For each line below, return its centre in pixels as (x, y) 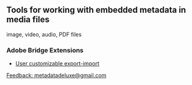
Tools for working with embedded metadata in (96, 10)
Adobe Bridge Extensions (45, 50)
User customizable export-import (57, 64)
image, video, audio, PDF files (44, 34)
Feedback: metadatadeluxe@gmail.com (56, 75)
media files (28, 20)
